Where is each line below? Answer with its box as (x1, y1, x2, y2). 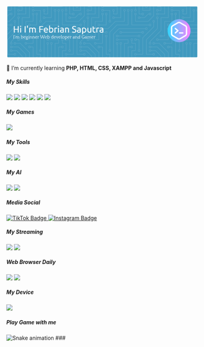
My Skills (6, 78, 30, 86)
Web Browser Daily (6, 258, 56, 266)
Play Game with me (6, 319, 57, 326)
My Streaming (6, 228, 43, 236)
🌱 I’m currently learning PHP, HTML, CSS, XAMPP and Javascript (6, 64, 172, 71)
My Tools (6, 139, 30, 146)
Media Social (6, 199, 41, 206)
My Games (6, 108, 35, 115)
